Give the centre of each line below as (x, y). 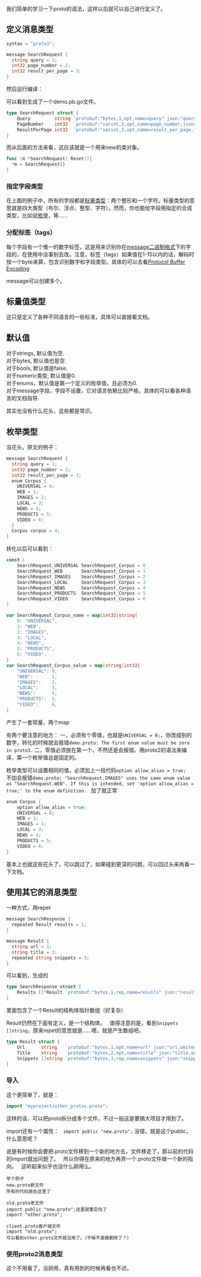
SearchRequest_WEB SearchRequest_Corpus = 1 (81, 571)
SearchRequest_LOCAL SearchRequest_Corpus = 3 (81, 582)
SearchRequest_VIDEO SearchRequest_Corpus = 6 (81, 599)
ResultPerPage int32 (42, 130)
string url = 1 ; (32, 946)
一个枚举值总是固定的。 (51, 757)
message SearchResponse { (38, 919)
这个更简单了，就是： (32, 1094)
